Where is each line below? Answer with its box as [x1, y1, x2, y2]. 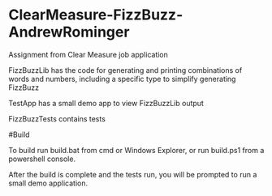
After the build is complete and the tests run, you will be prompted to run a [8, 169, 257, 179]
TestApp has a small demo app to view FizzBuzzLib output [8, 98, 205, 108]
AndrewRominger [8, 23, 130, 41]
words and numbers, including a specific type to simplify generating [8, 74, 236, 83]
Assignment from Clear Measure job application [8, 49, 169, 59]
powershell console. [8, 154, 76, 164]
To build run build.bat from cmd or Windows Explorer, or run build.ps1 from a [8, 145, 265, 155]
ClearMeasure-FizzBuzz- [8, 6, 183, 24]
